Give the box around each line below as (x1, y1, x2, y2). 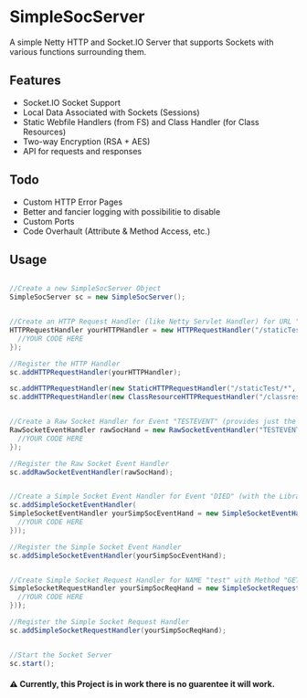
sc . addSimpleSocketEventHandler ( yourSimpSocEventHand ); (9, 551, 227, 560)
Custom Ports (22, 216, 75, 227)
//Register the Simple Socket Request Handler (9, 618, 190, 627)
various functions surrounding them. (9, 46, 147, 57)
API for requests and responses (22, 145, 143, 156)
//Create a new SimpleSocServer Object (9, 284, 162, 293)
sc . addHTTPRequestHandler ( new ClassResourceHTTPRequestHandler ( (9, 393, 259, 402)
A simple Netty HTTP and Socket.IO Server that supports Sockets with (9, 37, 274, 48)
